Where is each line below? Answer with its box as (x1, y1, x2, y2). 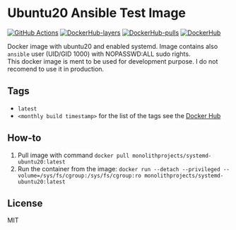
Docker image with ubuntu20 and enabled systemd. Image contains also (7, 42, 218, 50)
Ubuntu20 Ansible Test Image (7, 5, 186, 21)
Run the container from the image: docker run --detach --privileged (17, 164, 220, 173)
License (7, 197, 43, 209)
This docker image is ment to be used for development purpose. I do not (7, 57, 218, 65)
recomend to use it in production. (7, 64, 105, 73)
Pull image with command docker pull (17, 151, 129, 159)
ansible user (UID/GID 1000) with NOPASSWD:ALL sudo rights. (7, 50, 191, 58)
